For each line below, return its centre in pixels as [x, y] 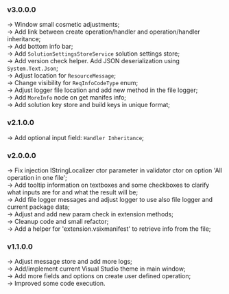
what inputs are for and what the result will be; [73, 192]
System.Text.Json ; [33, 68]
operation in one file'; [37, 177]
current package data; [38, 207]
